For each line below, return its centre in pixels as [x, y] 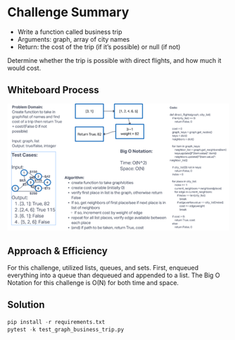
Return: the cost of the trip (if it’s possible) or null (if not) [99, 47]
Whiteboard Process [53, 90]
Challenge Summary [68, 12]
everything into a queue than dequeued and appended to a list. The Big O [114, 275]
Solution [26, 305]
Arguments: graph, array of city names [74, 39]
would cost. [24, 68]
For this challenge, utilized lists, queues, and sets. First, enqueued [103, 267]
